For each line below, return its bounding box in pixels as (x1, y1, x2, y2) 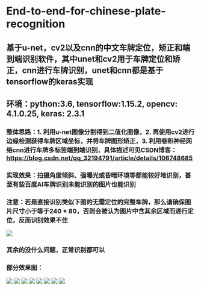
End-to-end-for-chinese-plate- (6, 4, 166, 18)
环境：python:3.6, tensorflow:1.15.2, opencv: (6, 98, 178, 109)
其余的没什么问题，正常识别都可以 (6, 246, 105, 254)
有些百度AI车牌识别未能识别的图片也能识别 (12, 180, 136, 188)
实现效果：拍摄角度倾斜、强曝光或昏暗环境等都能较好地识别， (6, 171, 185, 179)
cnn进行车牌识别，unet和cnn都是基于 (22, 65, 164, 75)
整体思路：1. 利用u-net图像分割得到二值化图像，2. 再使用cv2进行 (6, 128, 195, 136)
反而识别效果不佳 (18, 216, 68, 224)
